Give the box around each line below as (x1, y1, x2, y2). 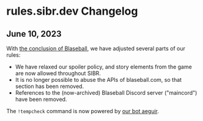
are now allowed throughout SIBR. (15, 70, 101, 77)
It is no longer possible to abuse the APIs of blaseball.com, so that (15, 76, 182, 83)
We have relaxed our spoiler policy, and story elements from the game (15, 63, 193, 70)
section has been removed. (15, 82, 84, 90)
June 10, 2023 (6, 29, 62, 39)
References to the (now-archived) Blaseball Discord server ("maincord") (15, 89, 197, 96)
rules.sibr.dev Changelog (6, 4, 138, 18)
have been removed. (15, 96, 67, 103)
